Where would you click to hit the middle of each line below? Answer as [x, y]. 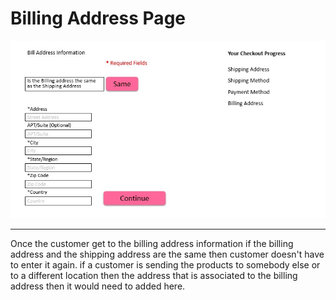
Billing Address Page [98, 18]
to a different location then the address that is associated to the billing [154, 275]
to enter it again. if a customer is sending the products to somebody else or [165, 264]
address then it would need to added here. [98, 286]
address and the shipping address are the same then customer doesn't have [167, 254]
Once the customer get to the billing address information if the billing [152, 243]
